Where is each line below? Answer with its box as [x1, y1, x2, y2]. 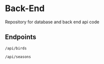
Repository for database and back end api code [5, 19, 100, 25]
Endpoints [5, 33, 37, 41]
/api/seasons [5, 54, 31, 59]
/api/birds [5, 46, 27, 51]
